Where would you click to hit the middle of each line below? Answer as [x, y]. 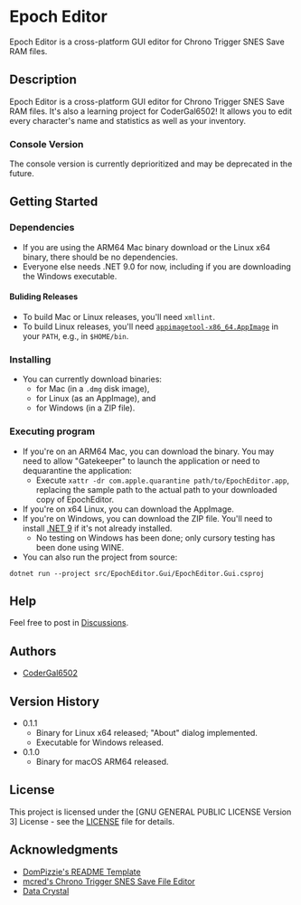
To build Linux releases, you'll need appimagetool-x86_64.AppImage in [150, 326]
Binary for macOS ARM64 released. [102, 761]
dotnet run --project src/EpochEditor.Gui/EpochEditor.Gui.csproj [137, 573]
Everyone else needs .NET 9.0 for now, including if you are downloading [157, 266]
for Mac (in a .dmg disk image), [93, 389]
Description [43, 80]
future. [22, 174]
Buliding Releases [44, 297]
